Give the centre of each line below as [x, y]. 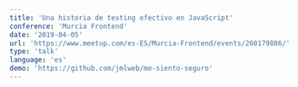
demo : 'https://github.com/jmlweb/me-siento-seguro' [111, 69]
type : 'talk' [34, 52]
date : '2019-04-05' [46, 34]
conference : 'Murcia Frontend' [69, 26]
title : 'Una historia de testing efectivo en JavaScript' [121, 18]
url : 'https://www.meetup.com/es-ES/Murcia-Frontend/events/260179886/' [150, 43]
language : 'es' [38, 60]
